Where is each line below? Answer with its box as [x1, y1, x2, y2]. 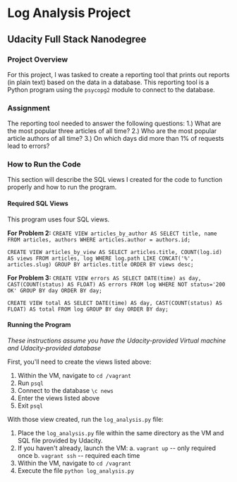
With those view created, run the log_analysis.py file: [7, 415, 164, 423]
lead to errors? [7, 142, 50, 150]
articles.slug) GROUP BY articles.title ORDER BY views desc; [7, 260, 194, 268]
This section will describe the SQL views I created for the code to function [7, 176, 223, 184]
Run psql [17, 379, 44, 387]
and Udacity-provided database [7, 343, 102, 352]
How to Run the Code [7, 159, 81, 169]
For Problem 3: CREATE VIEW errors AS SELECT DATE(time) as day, [7, 273, 202, 282]
